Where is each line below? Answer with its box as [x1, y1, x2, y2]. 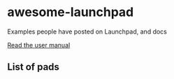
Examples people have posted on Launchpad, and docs [7, 27, 168, 36]
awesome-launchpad [7, 4, 134, 20]
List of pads [7, 61, 59, 73]
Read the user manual [7, 41, 71, 49]
